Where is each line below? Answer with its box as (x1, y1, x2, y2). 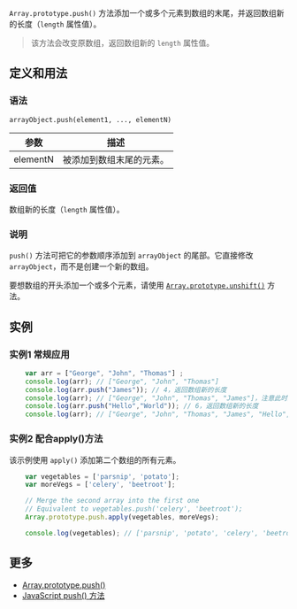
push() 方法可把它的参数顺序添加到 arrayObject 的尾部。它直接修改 (9, 251, 254, 261)
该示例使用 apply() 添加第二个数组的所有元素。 (9, 454, 181, 465)
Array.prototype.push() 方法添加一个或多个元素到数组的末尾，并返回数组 (9, 8, 277, 18)
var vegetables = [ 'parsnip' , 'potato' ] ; (25, 472, 179, 481)
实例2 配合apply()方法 (9, 433, 103, 445)
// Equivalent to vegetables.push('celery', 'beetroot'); (25, 505, 243, 513)
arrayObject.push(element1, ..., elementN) (9, 115, 172, 124)
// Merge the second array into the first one (25, 497, 200, 505)
